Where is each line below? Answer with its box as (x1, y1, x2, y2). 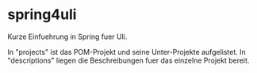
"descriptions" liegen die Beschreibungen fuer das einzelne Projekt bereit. (7, 56, 250, 65)
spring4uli (7, 6, 77, 24)
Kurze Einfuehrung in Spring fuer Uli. (7, 32, 128, 41)
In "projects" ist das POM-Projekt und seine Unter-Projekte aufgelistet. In (7, 47, 247, 56)
